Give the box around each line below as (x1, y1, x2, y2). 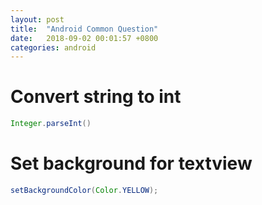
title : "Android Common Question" (10, 24, 159, 34)
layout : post (10, 14, 65, 25)
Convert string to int (10, 86, 182, 108)
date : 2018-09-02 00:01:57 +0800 (10, 33, 159, 43)
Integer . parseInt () (10, 119, 92, 129)
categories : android (10, 42, 97, 53)
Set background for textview (10, 152, 253, 175)
